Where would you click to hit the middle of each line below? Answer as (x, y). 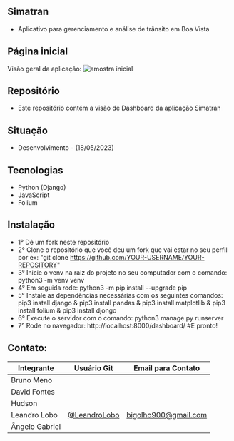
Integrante (36, 368)
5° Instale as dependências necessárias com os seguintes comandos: (120, 295)
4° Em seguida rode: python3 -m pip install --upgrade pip (102, 288)
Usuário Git (93, 368)
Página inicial (38, 52)
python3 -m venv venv (51, 280)
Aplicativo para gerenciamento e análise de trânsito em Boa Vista (113, 29)
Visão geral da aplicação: (45, 69)
